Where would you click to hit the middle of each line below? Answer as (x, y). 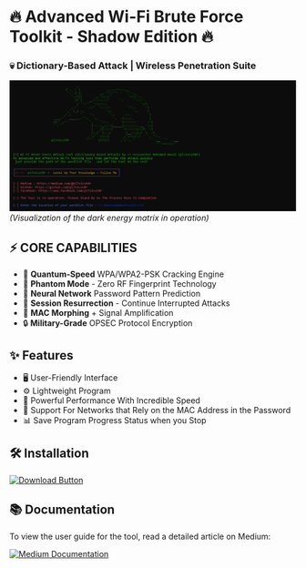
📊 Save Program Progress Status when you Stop (114, 420)
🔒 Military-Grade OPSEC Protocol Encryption (107, 323)
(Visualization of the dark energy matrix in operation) (109, 218)
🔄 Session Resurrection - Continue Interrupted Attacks (126, 303)
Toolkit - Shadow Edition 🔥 (112, 37)
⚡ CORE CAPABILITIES (74, 248)
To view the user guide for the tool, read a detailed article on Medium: (140, 536)
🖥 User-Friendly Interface (70, 377)
